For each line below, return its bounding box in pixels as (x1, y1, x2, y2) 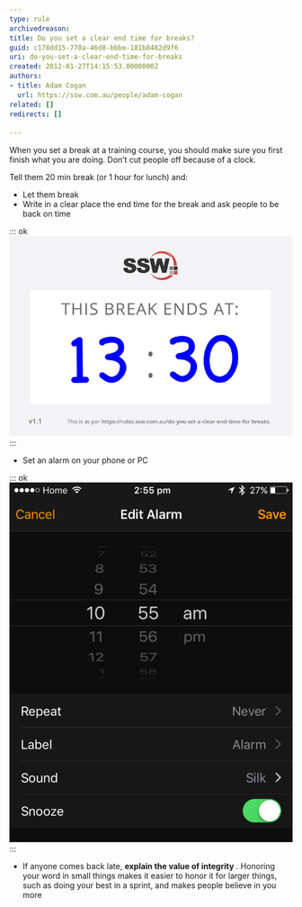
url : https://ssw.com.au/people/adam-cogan (17, 90, 182, 99)
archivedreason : (9, 23, 70, 33)
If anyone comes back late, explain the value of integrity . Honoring (22, 860, 276, 871)
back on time (22, 208, 71, 220)
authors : (9, 72, 42, 81)
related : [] (9, 100, 54, 109)
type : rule (9, 14, 50, 23)
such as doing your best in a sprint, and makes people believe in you (22, 879, 277, 891)
